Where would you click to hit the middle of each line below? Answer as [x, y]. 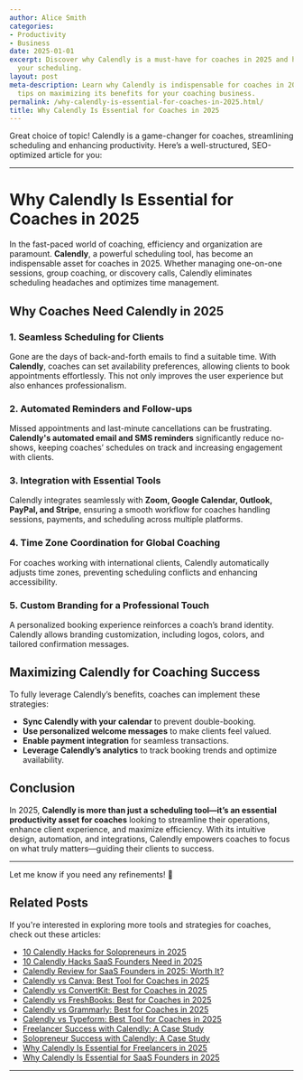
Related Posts [49, 903]
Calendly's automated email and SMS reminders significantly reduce [139, 438]
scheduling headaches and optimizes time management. [114, 283]
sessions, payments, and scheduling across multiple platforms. [126, 520]
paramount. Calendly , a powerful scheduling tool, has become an [132, 254]
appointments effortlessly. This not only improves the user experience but [147, 375]
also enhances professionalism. [68, 385]
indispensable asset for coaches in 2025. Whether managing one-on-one [146, 264]
